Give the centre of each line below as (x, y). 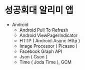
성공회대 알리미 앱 (39, 10)
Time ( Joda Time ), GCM (45, 62)
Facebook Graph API (41, 51)
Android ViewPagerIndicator (48, 35)
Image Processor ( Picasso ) (48, 46)
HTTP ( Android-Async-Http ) (50, 40)
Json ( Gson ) (33, 56)
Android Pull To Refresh (44, 30)
